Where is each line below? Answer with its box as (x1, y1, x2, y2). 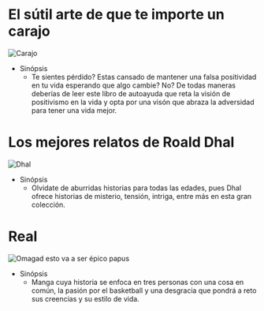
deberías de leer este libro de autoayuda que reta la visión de (31, 88, 231, 98)
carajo (8, 22, 51, 40)
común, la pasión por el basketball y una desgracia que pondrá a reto (31, 286, 257, 295)
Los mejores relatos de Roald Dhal (8, 133, 235, 152)
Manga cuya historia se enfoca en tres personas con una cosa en (31, 277, 244, 287)
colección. (31, 200, 65, 209)
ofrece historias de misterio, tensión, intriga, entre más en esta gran (31, 191, 252, 200)
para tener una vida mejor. (31, 105, 117, 115)
